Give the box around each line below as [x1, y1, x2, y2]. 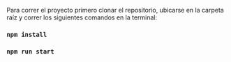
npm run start [6, 47, 54, 55]
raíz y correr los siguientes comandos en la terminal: [6, 13, 158, 22]
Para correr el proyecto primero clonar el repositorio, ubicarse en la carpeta [6, 6, 224, 14]
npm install [6, 31, 47, 38]
